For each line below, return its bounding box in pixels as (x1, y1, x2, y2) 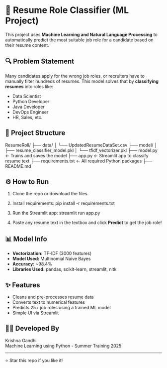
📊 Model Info (5, 235, 47, 243)
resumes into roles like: (5, 83, 54, 89)
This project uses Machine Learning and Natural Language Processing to (5, 31, 158, 37)
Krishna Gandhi (5, 337, 37, 343)
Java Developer (12, 104, 45, 110)
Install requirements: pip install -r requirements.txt (12, 200, 115, 206)
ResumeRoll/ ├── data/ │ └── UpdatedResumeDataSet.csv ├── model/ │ (5, 142, 158, 148)
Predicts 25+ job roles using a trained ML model (12, 305, 111, 310)
